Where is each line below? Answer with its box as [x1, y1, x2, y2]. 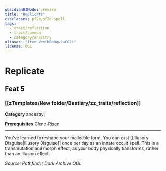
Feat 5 [5, 85, 25, 93]
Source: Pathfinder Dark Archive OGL [5, 160, 82, 166]
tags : [5, 21, 16, 26]
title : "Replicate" [5, 12, 45, 17]
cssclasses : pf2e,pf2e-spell [5, 16, 65, 21]
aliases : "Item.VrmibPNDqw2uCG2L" [5, 40, 77, 44]
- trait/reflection [9, 26, 50, 31]
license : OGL [5, 44, 32, 49]
